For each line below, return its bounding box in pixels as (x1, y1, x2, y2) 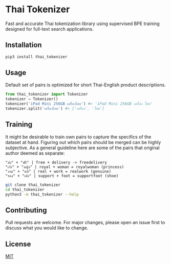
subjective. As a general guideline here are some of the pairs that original (5, 145, 160, 151)
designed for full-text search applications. (5, 26, 94, 32)
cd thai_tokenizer (5, 187, 45, 192)
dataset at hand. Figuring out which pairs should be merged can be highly (5, 139, 161, 145)
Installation (5, 41, 42, 50)
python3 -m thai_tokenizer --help (5, 191, 79, 197)
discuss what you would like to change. (5, 225, 89, 231)
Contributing (5, 206, 47, 214)
